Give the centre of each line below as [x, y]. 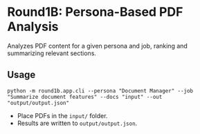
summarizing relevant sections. [52, 53]
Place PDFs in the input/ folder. [62, 115]
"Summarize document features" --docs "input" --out [85, 97]
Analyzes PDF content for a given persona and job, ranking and [98, 46]
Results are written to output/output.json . [77, 123]
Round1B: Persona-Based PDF [95, 12]
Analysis [33, 27]
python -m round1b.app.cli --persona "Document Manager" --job [100, 90]
